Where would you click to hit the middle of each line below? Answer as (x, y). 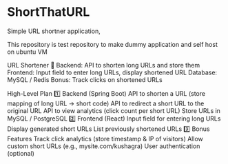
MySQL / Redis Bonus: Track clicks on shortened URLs (85, 79)
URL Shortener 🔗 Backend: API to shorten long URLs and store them (104, 65)
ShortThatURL (49, 12)
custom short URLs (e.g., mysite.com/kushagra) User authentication (104, 146)
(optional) (21, 153)
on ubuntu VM (28, 52)
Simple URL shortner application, (54, 31)
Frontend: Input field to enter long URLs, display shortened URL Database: (112, 72)
